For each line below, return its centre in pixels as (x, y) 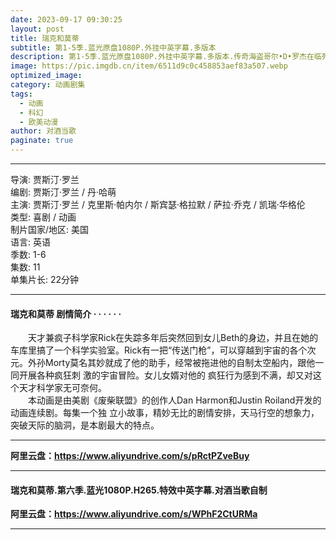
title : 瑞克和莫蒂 (45, 38)
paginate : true (42, 141)
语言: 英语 (30, 242)
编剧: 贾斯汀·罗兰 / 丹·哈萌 (63, 192)
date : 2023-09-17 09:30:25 (66, 19)
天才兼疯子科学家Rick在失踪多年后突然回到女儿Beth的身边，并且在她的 (173, 338)
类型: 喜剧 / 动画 (43, 217)
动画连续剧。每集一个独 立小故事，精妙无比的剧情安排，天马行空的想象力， (165, 413)
